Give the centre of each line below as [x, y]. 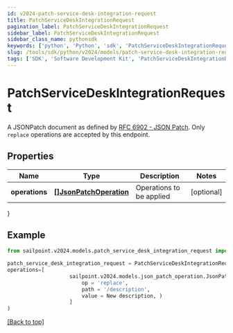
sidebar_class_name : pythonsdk [52, 40]
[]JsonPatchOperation [92, 191]
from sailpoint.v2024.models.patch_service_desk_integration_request [110, 251]
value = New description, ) [122, 296]
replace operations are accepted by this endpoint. [79, 134]
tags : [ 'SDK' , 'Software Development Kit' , [71, 59]
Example [26, 235]
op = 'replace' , [105, 283]
